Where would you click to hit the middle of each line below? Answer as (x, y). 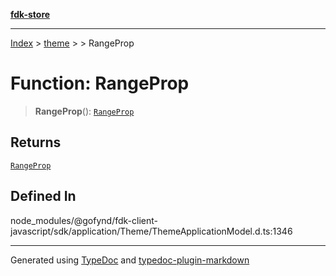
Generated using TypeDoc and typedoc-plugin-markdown (130, 260)
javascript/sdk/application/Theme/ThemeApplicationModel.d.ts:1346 (151, 231)
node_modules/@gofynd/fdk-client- (84, 220)
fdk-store (30, 14)
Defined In (43, 196)
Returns (36, 142)
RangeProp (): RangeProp (84, 111)
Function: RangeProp (100, 83)
